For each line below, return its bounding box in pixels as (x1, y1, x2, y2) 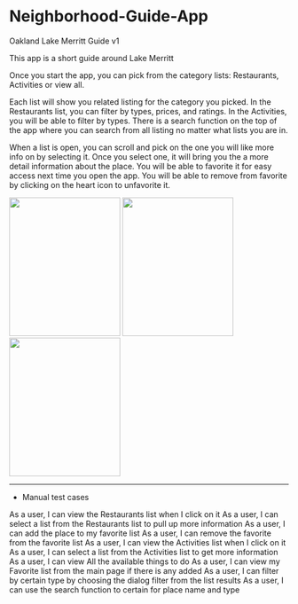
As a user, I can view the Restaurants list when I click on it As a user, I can (9, 508, 279, 520)
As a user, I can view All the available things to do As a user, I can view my (9, 556, 281, 567)
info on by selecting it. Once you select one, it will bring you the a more (9, 151, 269, 161)
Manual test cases (21, 491, 90, 502)
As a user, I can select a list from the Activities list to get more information (9, 546, 278, 557)
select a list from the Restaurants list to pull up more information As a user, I (9, 518, 286, 529)
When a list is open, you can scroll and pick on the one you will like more (9, 142, 275, 153)
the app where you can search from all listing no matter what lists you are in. (9, 124, 288, 135)
